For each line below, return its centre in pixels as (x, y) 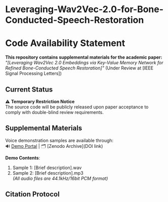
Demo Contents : (23, 157)
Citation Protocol (32, 194)
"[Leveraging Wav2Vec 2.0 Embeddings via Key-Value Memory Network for (84, 63)
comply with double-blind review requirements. (54, 112)
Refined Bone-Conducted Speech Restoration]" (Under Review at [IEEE (79, 68)
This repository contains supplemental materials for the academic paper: (84, 57)
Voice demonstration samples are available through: (59, 140)
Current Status (29, 89)
